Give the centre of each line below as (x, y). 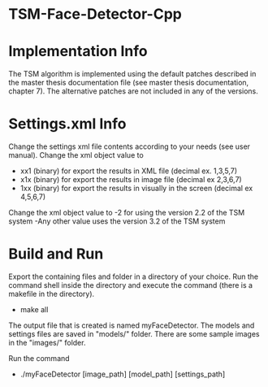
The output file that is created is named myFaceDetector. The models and (132, 325)
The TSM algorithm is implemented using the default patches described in (132, 74)
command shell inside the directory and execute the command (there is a (131, 285)
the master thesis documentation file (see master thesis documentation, (129, 83)
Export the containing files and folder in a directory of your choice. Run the (133, 276)
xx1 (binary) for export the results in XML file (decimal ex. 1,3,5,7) (129, 171)
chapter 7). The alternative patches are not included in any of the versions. (133, 91)
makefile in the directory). (52, 294)
